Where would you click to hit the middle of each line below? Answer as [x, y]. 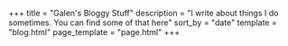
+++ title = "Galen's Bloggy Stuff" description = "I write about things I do [144, 13]
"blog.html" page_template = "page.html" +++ [94, 32]
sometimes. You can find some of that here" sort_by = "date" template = [143, 23]
